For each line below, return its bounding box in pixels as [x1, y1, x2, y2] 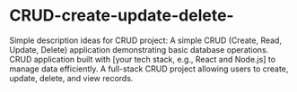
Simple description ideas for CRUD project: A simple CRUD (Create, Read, [9, 35, 283, 46]
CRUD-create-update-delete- [9, 5, 235, 26]
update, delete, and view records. [9, 72, 134, 83]
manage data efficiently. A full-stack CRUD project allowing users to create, [9, 63, 289, 74]
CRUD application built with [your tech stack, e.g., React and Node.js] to [9, 54, 276, 64]
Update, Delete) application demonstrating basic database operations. [9, 44, 269, 54]
